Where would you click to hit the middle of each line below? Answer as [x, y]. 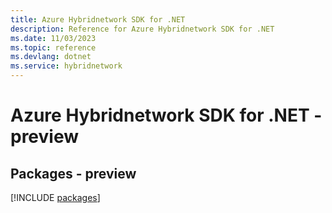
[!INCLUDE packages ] [55, 197]
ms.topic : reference [53, 47]
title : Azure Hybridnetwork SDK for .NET [98, 19]
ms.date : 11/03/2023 [53, 38]
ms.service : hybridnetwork [66, 66]
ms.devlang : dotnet [51, 57]
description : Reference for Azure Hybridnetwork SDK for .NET [142, 29]
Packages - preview [73, 173]
